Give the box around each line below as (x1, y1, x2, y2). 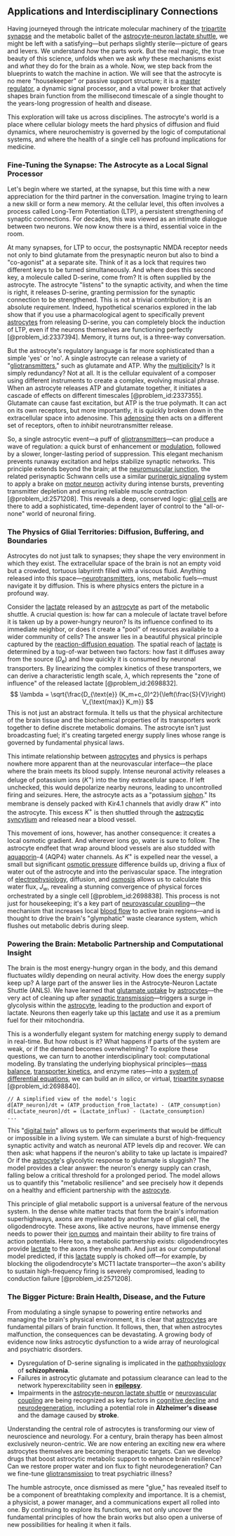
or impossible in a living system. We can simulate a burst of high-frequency (7, 1133, 226, 1142)
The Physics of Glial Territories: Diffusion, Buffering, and (7, 527, 204, 537)
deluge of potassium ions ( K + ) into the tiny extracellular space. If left (7, 775, 205, 784)
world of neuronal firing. (26, 510, 96, 518)
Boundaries (7, 536, 48, 546)
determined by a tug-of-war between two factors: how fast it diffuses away (7, 647, 225, 656)
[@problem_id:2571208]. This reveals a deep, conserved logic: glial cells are (7, 495, 228, 503)
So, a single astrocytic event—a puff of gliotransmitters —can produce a (7, 435, 215, 444)
